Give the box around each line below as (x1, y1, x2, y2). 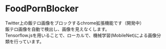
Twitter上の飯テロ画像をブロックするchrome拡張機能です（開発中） (5, 20, 145, 26)
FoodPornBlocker (5, 3, 79, 14)
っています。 (18, 38, 44, 45)
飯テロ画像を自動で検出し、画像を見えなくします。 (5, 26, 110, 32)
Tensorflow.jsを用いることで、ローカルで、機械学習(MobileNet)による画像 (5, 32, 157, 38)
